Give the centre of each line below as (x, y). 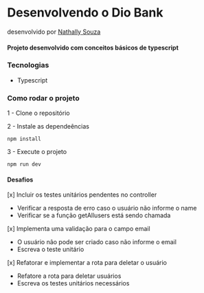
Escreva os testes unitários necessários (73, 283)
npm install (24, 139)
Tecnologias (28, 65)
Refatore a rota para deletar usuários (69, 276)
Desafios (20, 180)
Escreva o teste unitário (50, 250)
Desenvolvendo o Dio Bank (85, 13)
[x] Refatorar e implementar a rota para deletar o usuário (87, 263)
